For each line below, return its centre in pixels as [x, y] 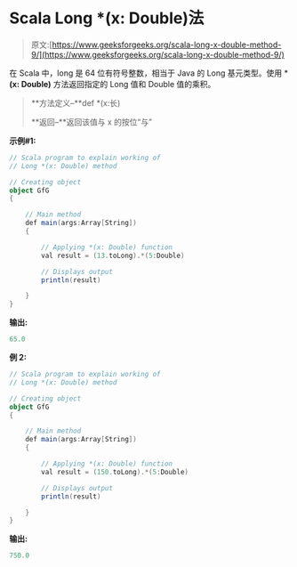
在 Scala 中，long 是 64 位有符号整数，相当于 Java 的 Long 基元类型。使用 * [149, 73]
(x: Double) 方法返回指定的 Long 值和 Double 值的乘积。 [112, 84]
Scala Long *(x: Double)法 [107, 18]
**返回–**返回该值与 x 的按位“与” [92, 122]
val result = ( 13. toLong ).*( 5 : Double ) [113, 255]
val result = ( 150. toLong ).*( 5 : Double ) [115, 472]
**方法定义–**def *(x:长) [76, 102]
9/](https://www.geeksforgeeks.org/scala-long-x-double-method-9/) [157, 54]
